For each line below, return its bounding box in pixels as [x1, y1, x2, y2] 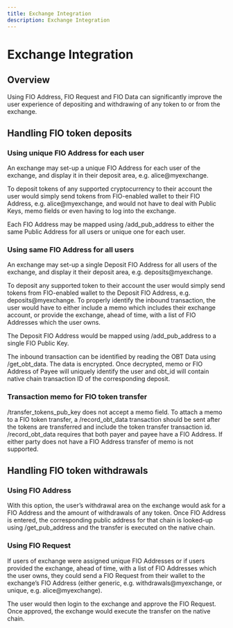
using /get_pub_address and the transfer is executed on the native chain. [7, 523, 216, 532]
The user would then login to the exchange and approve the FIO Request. [7, 600, 216, 608]
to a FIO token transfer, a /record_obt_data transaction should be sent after [7, 415, 221, 423]
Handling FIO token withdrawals [7, 465, 148, 477]
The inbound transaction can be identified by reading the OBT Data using [7, 353, 216, 361]
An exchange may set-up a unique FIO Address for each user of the [7, 164, 201, 172]
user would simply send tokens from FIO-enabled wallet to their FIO [7, 192, 200, 201]
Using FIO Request [7, 541, 71, 550]
